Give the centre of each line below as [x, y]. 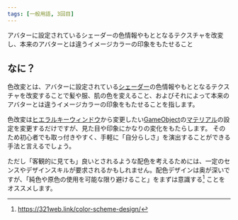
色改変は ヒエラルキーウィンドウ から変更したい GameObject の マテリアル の [116, 120]
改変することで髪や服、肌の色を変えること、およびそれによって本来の [128, 96]
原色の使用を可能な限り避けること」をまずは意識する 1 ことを [136, 179]
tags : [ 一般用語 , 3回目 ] [41, 14]
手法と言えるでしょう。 [41, 146]
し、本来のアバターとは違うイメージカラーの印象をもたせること [100, 44]
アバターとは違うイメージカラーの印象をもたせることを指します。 [103, 104]
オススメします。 [32, 188]
